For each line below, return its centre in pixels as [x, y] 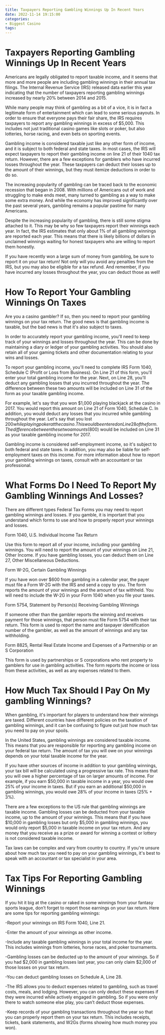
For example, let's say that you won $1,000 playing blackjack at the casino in [83, 403]
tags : [11, 28]
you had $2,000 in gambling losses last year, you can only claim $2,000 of [81, 962]
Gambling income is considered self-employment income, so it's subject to [81, 444]
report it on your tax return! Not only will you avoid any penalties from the [80, 262]
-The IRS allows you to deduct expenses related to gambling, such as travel [82, 986]
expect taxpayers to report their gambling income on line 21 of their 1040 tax [83, 154]
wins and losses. [22, 358]
